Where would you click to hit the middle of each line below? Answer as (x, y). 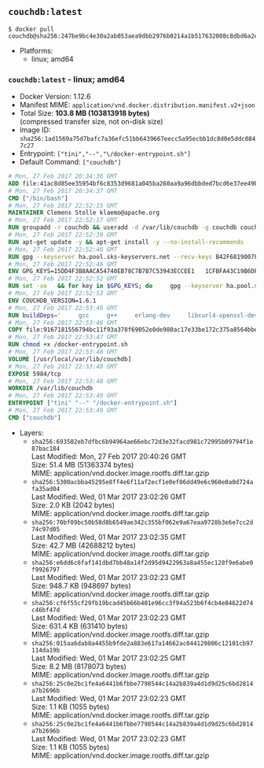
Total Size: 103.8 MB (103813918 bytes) (84, 113)
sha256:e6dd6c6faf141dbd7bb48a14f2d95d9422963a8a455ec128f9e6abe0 (142, 563)
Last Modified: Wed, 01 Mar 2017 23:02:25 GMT (108, 658)
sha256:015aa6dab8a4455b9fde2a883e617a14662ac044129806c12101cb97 (142, 643)
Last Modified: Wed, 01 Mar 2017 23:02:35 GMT (109, 537)
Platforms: (36, 50)
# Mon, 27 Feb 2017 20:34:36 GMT (63, 176)
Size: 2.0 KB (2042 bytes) (73, 505)
